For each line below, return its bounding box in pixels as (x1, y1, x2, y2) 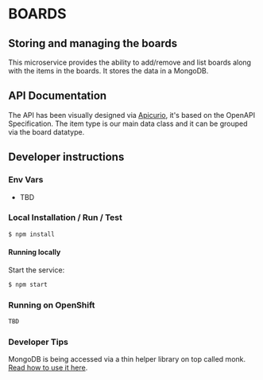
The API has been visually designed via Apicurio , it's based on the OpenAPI (8, 110, 256, 119)
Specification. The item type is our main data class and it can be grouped (8, 119, 248, 128)
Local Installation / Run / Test (8, 212, 123, 223)
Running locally (8, 248, 61, 257)
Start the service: (8, 264, 65, 275)
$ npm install (8, 230, 56, 238)
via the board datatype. (8, 127, 85, 136)
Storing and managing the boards (8, 37, 177, 50)
